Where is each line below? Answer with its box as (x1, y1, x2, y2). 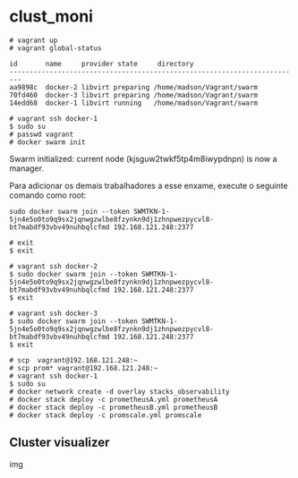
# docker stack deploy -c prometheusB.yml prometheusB (9, 403, 218, 412)
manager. (9, 163, 45, 174)
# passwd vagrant (9, 130, 74, 139)
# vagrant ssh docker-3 (9, 309, 98, 318)
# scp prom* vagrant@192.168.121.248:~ (9, 363, 158, 372)
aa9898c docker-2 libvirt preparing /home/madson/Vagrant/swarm (9, 82, 258, 91)
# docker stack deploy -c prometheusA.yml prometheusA (9, 395, 218, 404)
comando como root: (9, 190, 87, 201)
